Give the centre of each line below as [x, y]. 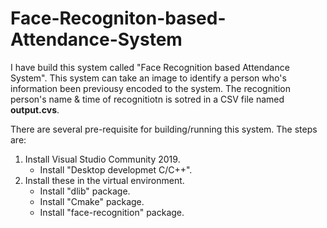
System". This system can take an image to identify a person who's [148, 78]
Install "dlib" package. [85, 191]
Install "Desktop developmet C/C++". [116, 169]
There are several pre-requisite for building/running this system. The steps [164, 129]
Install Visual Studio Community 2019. [102, 159]
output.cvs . [35, 109]
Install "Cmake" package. [92, 201]
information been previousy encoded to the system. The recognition [150, 88]
